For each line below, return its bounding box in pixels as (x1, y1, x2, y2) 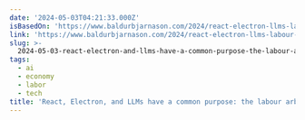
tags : (9, 55, 30, 64)
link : (9, 30, 30, 39)
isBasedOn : (9, 22, 51, 31)
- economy (17, 72, 54, 81)
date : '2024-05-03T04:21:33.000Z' (9, 13, 141, 23)
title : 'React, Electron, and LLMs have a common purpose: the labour (9, 97, 282, 106)
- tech (17, 88, 43, 97)
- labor (17, 80, 47, 89)
